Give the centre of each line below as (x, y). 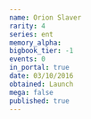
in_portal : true (39, 68)
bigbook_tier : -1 (41, 51)
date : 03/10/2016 (41, 76)
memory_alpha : (36, 42)
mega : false (31, 92)
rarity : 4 (28, 26)
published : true (39, 101)
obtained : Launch (41, 84)
